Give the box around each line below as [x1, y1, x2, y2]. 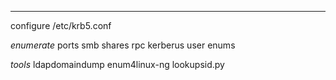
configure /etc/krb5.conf [10, 20, 112, 31]
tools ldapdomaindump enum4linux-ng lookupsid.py [10, 59, 225, 70]
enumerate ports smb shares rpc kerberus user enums [10, 39, 236, 51]
